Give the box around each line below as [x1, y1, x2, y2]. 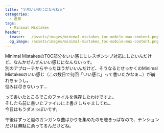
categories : [5, 12, 29, 17]
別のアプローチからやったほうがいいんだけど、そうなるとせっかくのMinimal [5, 65, 158, 71]
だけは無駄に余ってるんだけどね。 [5, 123, 74, 129]
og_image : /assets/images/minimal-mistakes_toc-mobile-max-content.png [9, 39, 159, 44]
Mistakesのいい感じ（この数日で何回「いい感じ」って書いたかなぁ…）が [5, 71, 151, 77]
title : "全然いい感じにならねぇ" [5, 7, 65, 12]
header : [5, 30, 21, 35]
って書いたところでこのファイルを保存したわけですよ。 [5, 94, 117, 100]
